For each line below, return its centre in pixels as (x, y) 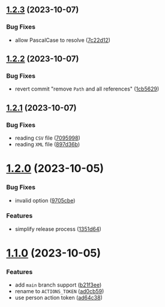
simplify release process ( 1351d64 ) (58, 229)
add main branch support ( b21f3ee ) (58, 285)
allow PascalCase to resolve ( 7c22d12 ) (63, 40)
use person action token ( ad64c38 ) (59, 298)
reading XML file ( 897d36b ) (47, 145)
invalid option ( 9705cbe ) (45, 200)
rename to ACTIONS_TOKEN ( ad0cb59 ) (59, 291)
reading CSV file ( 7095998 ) (48, 138)
